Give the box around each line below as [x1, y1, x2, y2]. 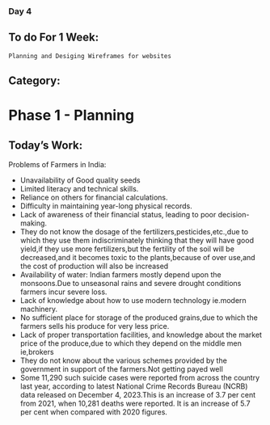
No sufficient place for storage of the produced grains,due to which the [19, 313, 259, 322]
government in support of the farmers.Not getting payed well [19, 364, 224, 374]
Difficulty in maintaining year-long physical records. [19, 201, 192, 211]
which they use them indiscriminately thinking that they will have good [19, 236, 255, 246]
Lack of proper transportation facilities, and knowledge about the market [19, 330, 263, 340]
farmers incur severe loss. [19, 287, 108, 297]
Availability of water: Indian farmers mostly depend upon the [19, 270, 221, 280]
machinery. [19, 305, 58, 314]
